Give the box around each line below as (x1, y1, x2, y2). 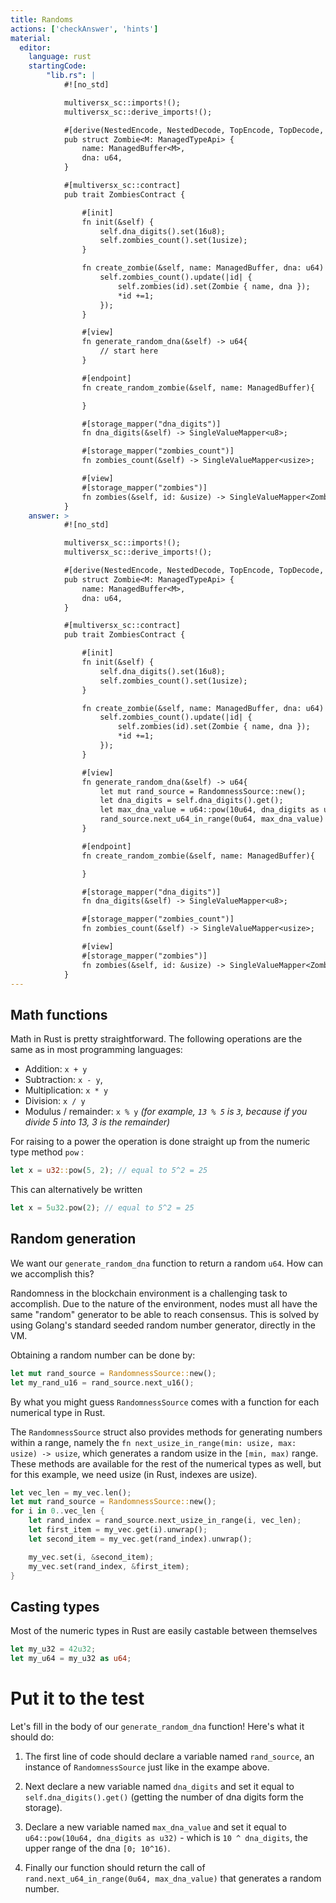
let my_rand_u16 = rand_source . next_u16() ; (10, 1377, 195, 1388)
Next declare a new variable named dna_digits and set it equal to (24, 1780, 295, 1792)
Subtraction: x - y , (24, 1074, 103, 1086)
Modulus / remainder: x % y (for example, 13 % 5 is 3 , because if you (24, 1106, 308, 1118)
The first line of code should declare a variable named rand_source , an (24, 1750, 315, 1762)
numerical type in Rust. (10, 1406, 106, 1418)
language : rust (28, 52, 92, 62)
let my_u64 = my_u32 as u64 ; (10, 1654, 132, 1664)
